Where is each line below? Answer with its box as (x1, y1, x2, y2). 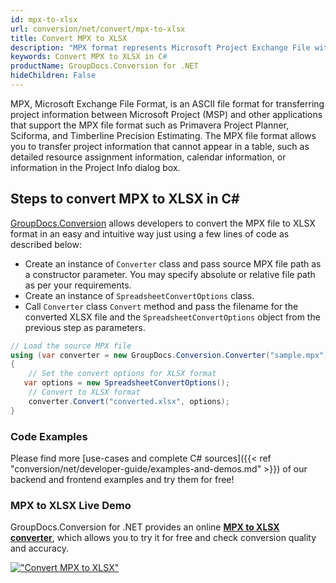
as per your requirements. (24, 279, 132, 291)
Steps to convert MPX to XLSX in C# (10, 191, 240, 208)
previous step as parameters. (24, 321, 146, 333)
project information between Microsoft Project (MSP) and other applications (10, 108, 323, 120)
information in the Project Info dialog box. (10, 161, 181, 173)
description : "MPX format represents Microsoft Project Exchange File (10, 42, 311, 53)
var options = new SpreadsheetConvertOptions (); (23, 378, 230, 388)
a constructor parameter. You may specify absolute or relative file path (24, 268, 316, 280)
